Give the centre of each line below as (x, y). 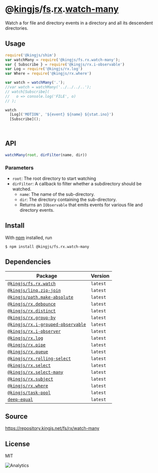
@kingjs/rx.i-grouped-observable (47, 324)
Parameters (19, 168)
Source (17, 416)
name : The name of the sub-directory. (57, 194)
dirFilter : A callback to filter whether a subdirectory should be (77, 183)
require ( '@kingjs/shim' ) (31, 55)
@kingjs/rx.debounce (32, 304)
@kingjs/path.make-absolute (40, 297)
